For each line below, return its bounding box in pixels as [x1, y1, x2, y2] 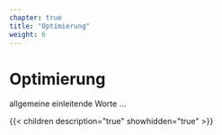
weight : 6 [9, 30, 47, 39]
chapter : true [9, 13, 63, 22]
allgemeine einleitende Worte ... [9, 98, 127, 109]
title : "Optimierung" [9, 22, 91, 31]
